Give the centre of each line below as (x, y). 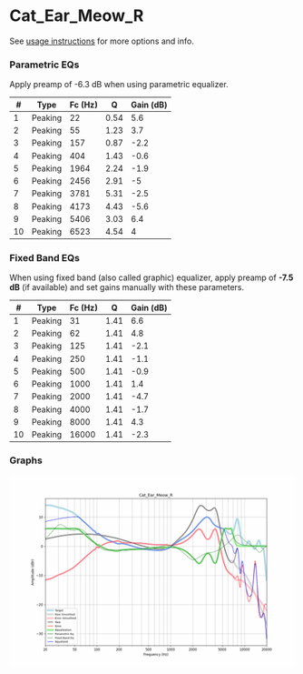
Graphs (26, 460)
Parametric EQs (44, 65)
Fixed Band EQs (44, 257)
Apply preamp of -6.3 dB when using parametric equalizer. (119, 85)
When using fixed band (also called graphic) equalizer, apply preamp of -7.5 (151, 277)
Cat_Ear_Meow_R (77, 16)
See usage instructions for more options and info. (102, 41)
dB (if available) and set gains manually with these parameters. (127, 287)
